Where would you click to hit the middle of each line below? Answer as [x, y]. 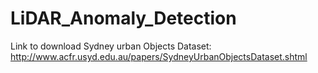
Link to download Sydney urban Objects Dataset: [111, 46]
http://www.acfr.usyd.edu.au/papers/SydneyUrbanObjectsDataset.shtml [159, 56]
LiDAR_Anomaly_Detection [123, 18]
